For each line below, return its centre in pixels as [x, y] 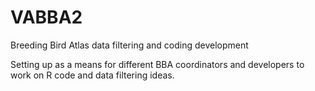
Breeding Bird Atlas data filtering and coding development [129, 45]
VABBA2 [46, 17]
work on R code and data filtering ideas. [92, 75]
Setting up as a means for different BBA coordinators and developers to [157, 64]
